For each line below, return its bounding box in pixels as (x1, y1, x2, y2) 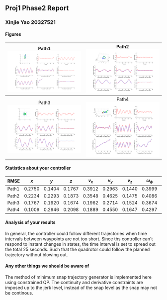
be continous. (5, 290, 33, 296)
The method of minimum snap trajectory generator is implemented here (5, 274, 152, 280)
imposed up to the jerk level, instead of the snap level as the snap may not (5, 285, 158, 291)
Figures (5, 31, 21, 37)
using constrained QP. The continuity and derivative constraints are (5, 279, 143, 285)
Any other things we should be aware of (5, 263, 89, 269)
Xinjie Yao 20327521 (5, 19, 56, 26)
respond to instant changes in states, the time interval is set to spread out (5, 241, 156, 247)
